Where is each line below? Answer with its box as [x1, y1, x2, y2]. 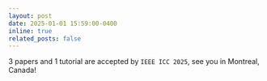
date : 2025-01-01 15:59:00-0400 [8, 19, 117, 28]
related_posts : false [8, 34, 82, 43]
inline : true [8, 27, 53, 35]
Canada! [8, 66, 36, 75]
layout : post [8, 11, 53, 20]
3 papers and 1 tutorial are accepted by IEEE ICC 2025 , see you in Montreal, [8, 57, 261, 66]
